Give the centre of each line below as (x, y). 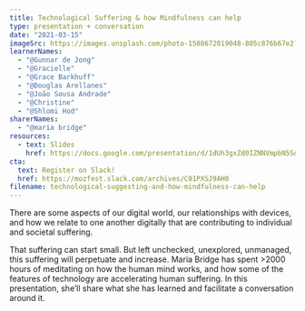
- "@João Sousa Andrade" (64, 94)
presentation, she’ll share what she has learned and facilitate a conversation (152, 288)
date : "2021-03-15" (46, 35)
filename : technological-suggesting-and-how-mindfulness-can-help (138, 187)
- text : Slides (46, 145)
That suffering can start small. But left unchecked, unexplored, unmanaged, (151, 250)
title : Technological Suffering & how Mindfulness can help (126, 18)
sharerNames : (34, 119)
